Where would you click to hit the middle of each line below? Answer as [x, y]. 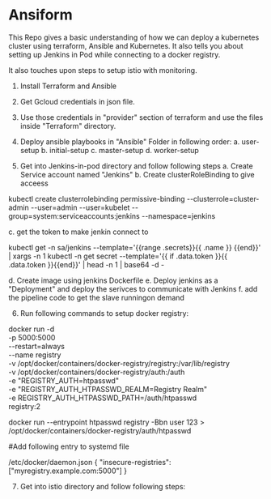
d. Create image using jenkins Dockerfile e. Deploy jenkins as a [113, 280]
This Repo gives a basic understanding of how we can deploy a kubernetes [134, 37]
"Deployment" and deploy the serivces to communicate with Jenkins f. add [133, 288]
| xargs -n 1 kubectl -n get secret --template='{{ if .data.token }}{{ [118, 256]
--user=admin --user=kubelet [80, 207]
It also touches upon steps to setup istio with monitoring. [103, 70]
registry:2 [25, 406]
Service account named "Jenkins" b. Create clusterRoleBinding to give [137, 174]
